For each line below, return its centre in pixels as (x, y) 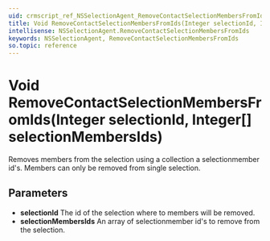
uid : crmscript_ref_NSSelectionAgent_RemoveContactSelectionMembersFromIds (138, 16)
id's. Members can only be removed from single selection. (104, 168)
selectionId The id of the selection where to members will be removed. (137, 212)
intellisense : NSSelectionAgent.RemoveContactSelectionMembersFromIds (129, 31)
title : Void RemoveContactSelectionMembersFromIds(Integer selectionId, (133, 23)
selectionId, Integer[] (180, 120)
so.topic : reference (43, 46)
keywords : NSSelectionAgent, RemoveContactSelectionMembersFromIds (124, 38)
